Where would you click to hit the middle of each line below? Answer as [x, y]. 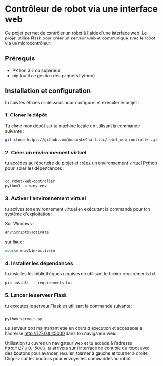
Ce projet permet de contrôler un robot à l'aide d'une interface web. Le [76, 33]
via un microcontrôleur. [28, 43]
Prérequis [20, 59]
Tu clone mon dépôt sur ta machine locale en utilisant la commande [73, 126]
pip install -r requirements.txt [39, 283]
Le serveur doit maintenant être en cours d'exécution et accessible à [73, 328]
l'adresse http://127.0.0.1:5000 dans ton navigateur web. [61, 334]
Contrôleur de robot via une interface [81, 9]
